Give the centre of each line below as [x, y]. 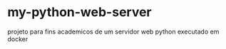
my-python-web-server [79, 12]
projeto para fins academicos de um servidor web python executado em [113, 31]
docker [18, 38]
